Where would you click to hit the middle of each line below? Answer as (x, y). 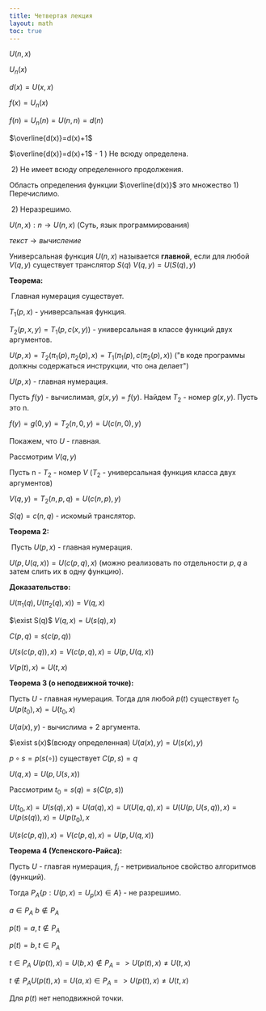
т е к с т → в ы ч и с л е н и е (45, 240)
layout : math (31, 23)
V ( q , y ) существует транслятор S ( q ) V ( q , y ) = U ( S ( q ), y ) (103, 264)
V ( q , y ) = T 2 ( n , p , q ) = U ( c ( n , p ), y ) (65, 499)
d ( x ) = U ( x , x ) (32, 87)
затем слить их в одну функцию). (66, 571)
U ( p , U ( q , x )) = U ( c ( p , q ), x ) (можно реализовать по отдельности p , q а (128, 563)
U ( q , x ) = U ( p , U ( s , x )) (44, 773)
